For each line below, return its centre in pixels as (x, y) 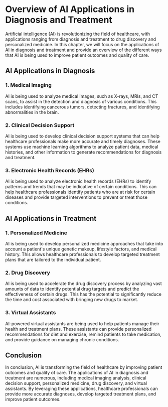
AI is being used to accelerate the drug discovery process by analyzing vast (83, 284)
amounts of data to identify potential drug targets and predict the (72, 289)
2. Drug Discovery (28, 273)
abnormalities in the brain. (32, 112)
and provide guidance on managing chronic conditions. (62, 339)
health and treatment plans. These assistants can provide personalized (78, 329)
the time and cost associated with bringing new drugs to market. (72, 300)
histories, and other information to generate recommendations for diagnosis (83, 152)
